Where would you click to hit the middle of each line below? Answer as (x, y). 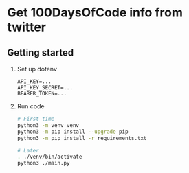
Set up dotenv (37, 69)
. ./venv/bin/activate (49, 157)
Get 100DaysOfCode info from (95, 13)
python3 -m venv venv (48, 125)
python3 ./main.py (43, 163)
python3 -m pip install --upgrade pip (73, 132)
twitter (27, 27)
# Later (28, 150)
